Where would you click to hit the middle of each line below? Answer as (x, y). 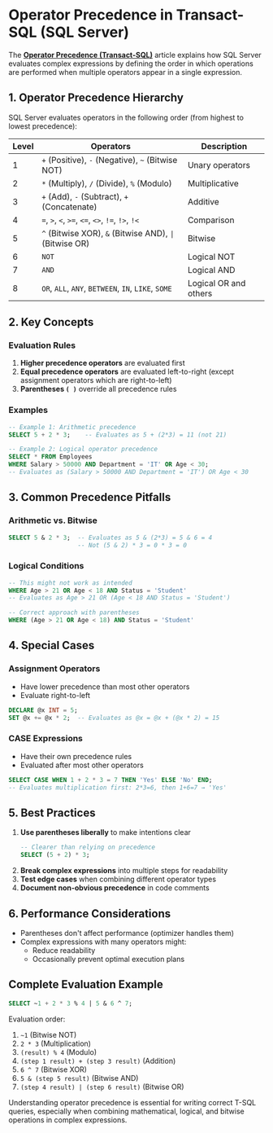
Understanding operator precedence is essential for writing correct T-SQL (132, 1102)
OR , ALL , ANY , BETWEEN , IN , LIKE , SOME (107, 288)
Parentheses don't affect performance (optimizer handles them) (127, 933)
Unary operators (219, 165)
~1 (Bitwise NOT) (48, 1034)
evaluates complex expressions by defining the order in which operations (131, 64)
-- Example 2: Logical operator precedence (83, 450)
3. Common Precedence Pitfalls (90, 497)
